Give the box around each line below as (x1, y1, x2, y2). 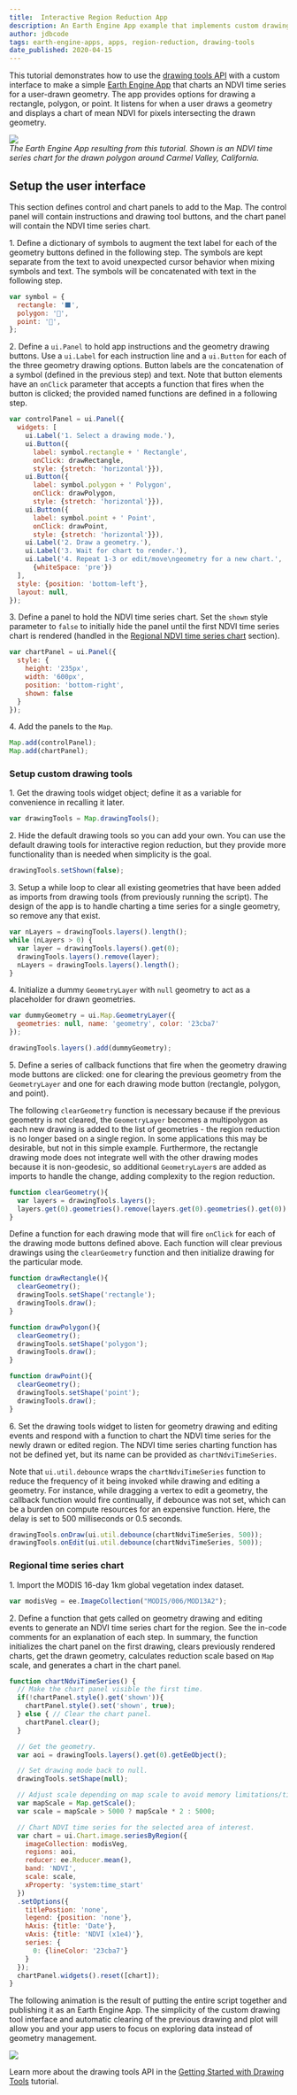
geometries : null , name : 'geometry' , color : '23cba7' (17, 1020, 219, 1028)
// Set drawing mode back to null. (17, 1767, 148, 1775)
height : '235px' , (25, 665, 89, 674)
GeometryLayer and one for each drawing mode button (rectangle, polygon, (9, 1078, 281, 1089)
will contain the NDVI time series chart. (9, 220, 151, 231)
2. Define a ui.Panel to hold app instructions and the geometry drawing (9, 342, 270, 352)
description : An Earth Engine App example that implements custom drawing (9, 21, 291, 30)
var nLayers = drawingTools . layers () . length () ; (9, 928, 188, 936)
